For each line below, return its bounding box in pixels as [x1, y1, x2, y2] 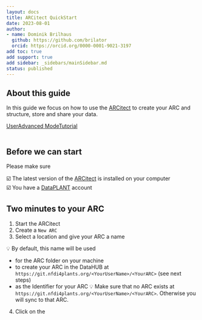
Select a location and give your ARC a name [15, 232, 126, 240]
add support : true [6, 54, 53, 60]
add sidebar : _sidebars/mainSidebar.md [6, 60, 107, 66]
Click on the [15, 308, 45, 315]
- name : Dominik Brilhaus [6, 32, 72, 38]
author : [6, 26, 26, 32]
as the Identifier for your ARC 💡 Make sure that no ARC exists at [15, 282, 175, 290]
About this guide [6, 88, 71, 98]
